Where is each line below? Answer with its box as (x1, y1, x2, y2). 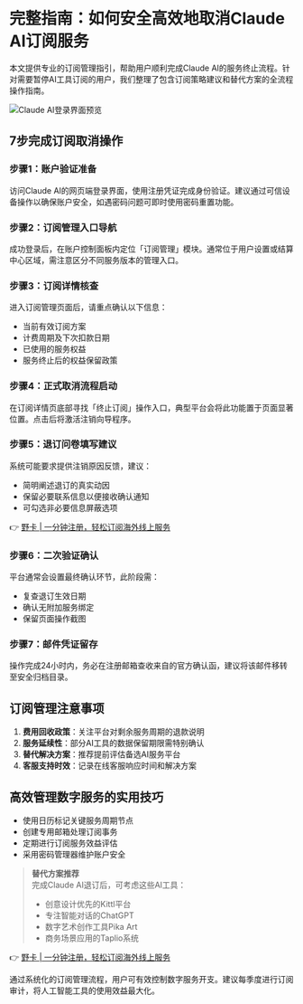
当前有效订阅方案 (22, 321, 87, 332)
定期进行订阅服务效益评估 (22, 838, 118, 848)
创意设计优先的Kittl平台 (44, 899, 132, 910)
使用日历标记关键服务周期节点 (22, 815, 133, 826)
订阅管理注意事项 (9, 700, 105, 715)
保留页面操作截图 (22, 613, 87, 624)
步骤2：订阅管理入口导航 (9, 221, 117, 233)
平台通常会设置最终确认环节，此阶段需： (9, 572, 160, 583)
